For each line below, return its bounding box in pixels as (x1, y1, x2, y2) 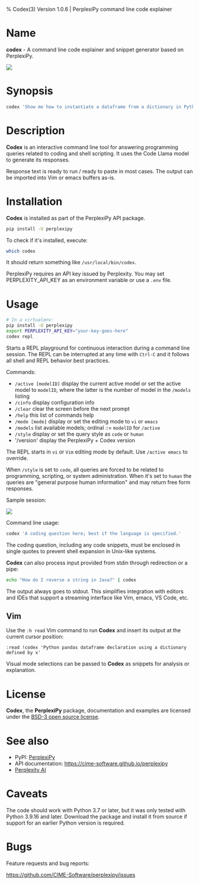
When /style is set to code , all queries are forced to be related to (6, 466, 164, 473)
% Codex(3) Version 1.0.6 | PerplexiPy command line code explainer (6, 6, 172, 12)
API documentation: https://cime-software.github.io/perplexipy (14, 760, 168, 767)
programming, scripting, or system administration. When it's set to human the (6, 472, 192, 479)
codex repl (6, 333, 33, 340)
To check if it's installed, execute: (6, 236, 88, 243)
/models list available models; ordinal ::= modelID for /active (14, 424, 161, 431)
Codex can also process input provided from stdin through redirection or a (6, 559, 188, 566)
